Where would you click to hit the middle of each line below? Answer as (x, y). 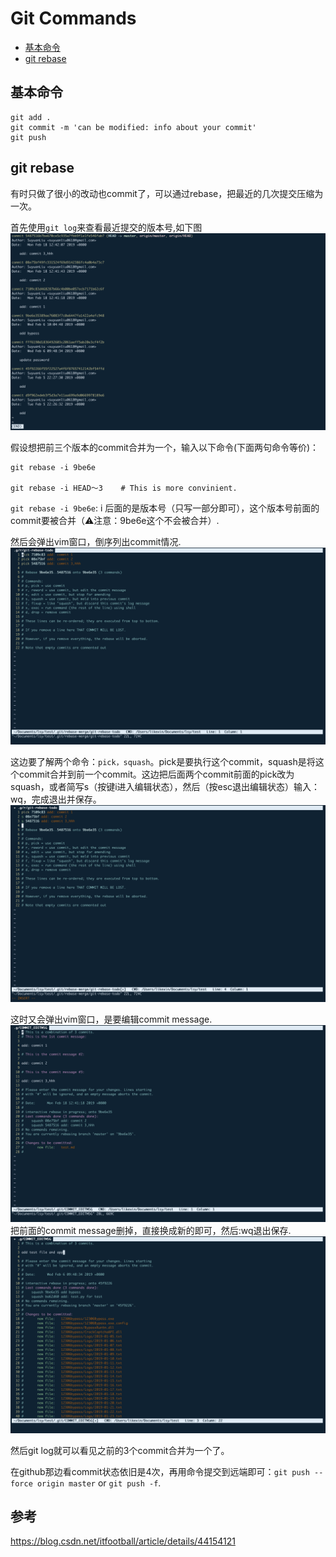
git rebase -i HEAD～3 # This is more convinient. (124, 488)
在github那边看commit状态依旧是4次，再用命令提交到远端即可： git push (160, 1471)
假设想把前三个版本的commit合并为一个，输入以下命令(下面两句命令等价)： (165, 447)
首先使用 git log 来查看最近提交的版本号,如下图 (106, 227)
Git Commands (73, 18)
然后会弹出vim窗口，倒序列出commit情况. (96, 541)
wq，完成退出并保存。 (56, 799)
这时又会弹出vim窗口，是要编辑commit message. (111, 1019)
